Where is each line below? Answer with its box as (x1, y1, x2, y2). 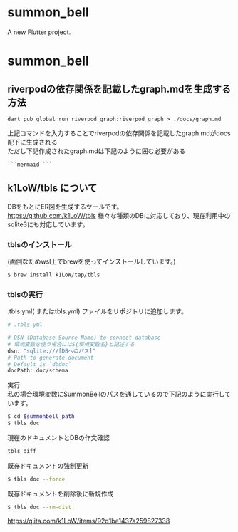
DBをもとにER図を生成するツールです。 (7, 202, 123, 211)
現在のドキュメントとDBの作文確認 (7, 434, 110, 442)
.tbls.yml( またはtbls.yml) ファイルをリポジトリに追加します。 (7, 307, 187, 315)
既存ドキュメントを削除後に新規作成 (7, 489, 114, 498)
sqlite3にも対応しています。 (7, 220, 89, 229)
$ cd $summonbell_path (7, 413, 75, 420)
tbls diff (7, 448, 37, 455)
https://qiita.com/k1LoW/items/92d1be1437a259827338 (7, 516, 170, 525)
